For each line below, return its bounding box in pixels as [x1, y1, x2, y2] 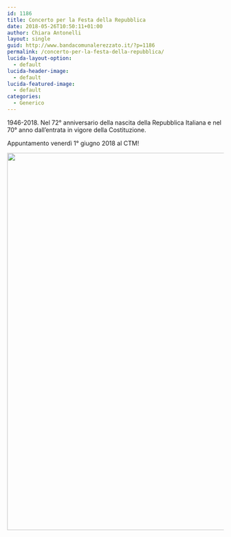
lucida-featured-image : [7, 80, 76, 87]
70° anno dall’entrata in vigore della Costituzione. [7, 125, 146, 134]
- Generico [13, 100, 45, 107]
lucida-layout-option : [7, 55, 72, 62]
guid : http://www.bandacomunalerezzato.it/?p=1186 [7, 42, 155, 49]
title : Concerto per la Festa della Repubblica [7, 17, 146, 23]
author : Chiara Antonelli [7, 29, 81, 36]
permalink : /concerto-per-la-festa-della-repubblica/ [7, 49, 165, 56]
